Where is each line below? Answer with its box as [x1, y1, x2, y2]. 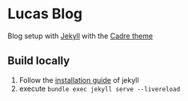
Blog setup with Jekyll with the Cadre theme [7, 31, 154, 41]
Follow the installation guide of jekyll [18, 75, 139, 84]
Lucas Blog [7, 5, 83, 23]
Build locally [7, 54, 70, 68]
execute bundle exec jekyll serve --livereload [18, 84, 181, 93]
